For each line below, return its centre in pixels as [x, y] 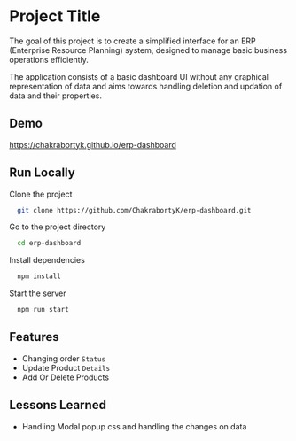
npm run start [43, 310]
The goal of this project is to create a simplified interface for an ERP [133, 41]
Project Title [55, 16]
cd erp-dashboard [49, 244]
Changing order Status [64, 358]
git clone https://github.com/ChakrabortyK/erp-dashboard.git [134, 210]
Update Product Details [66, 367]
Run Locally [42, 173]
